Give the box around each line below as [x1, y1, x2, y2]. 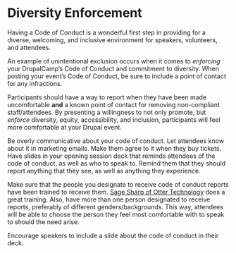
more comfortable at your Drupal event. [7, 123, 122, 131]
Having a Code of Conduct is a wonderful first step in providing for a [7, 28, 206, 37]
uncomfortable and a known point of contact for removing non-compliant [7, 100, 221, 109]
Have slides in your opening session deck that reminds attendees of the [7, 152, 216, 160]
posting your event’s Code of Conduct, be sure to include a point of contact [7, 72, 227, 80]
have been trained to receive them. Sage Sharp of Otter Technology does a [7, 187, 225, 196]
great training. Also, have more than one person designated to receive [7, 195, 211, 204]
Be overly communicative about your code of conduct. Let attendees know [7, 136, 224, 145]
